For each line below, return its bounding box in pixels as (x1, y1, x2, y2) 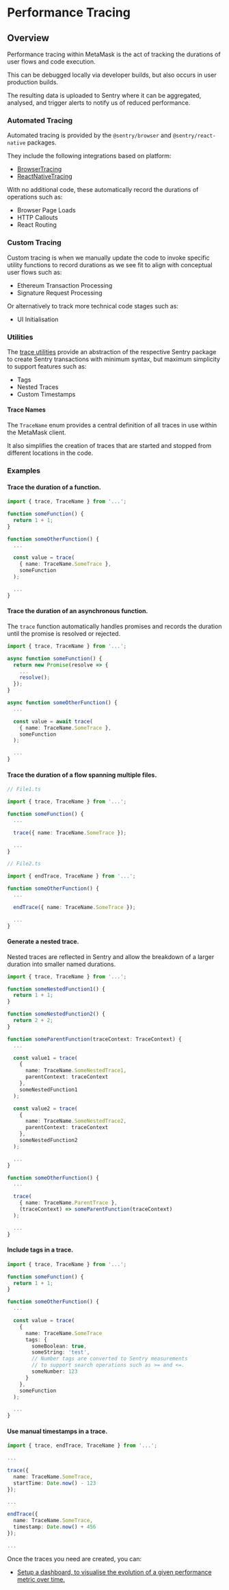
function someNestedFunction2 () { (7, 1010, 106, 1018)
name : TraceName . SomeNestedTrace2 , (25, 1118, 127, 1125)
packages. (27, 138, 57, 147)
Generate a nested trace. (7, 937, 80, 946)
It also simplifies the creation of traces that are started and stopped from (7, 442, 212, 450)
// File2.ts (7, 860, 41, 867)
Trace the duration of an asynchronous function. (7, 607, 148, 615)
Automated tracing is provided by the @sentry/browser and (7, 132, 172, 140)
